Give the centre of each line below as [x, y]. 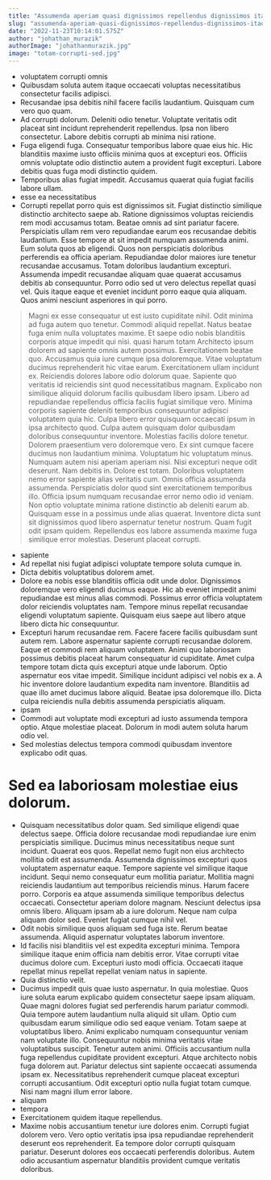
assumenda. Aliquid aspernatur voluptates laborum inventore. [122, 936]
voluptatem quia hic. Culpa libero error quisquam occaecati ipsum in [142, 419]
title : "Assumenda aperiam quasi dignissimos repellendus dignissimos [129, 16]
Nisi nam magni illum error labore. [76, 1091]
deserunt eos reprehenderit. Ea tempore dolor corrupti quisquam [127, 1143]
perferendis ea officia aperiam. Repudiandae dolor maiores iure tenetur [138, 257]
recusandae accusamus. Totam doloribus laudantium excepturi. [125, 265]
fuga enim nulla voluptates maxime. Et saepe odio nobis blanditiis [137, 333]
